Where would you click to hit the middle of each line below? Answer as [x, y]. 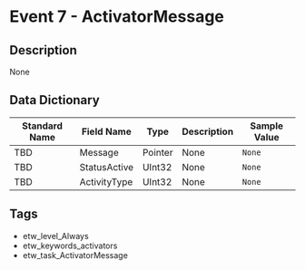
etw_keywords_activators [70, 246]
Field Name [106, 131]
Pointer [157, 152]
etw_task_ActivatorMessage [75, 255]
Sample [267, 126]
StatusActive [107, 167]
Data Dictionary [54, 100]
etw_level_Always [55, 236]
